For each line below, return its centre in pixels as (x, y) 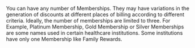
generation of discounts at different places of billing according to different (95, 14)
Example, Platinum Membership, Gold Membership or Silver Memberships (95, 27)
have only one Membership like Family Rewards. (64, 39)
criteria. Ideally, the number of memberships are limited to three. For (88, 21)
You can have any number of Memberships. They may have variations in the (98, 8)
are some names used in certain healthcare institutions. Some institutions (95, 33)
